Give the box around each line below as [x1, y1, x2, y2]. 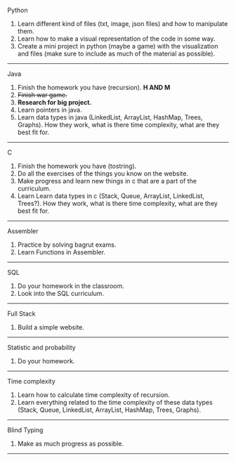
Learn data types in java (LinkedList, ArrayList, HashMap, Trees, [17, 113, 203, 122]
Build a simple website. [17, 323, 84, 331]
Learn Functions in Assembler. [17, 248, 105, 256]
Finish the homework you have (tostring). [17, 162, 137, 170]
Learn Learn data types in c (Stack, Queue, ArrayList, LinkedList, [17, 192, 205, 200]
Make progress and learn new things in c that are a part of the [17, 177, 197, 185]
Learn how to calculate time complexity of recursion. [17, 391, 170, 399]
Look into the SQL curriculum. [17, 290, 104, 297]
